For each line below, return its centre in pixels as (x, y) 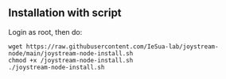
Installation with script (65, 13)
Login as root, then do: (45, 32)
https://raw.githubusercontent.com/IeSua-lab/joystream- (122, 47)
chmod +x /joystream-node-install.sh (71, 60)
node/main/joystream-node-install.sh (71, 53)
